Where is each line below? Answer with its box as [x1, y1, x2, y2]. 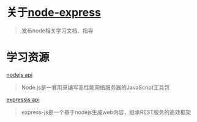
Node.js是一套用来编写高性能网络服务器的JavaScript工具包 [21, 84, 170, 91]
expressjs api [6, 96, 40, 103]
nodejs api [6, 71, 32, 78]
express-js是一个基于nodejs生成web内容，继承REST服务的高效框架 [21, 108, 191, 116]
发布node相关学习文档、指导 [21, 27, 94, 34]
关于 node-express [6, 5, 101, 20]
